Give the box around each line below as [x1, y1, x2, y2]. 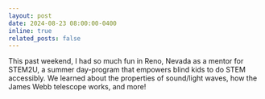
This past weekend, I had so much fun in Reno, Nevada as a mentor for [8, 56, 244, 66]
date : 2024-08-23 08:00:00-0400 [8, 19, 117, 27]
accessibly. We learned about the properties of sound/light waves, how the [8, 73, 258, 83]
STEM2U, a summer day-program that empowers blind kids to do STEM [8, 65, 246, 75]
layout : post [8, 11, 52, 20]
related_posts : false [8, 34, 81, 43]
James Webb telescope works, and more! [8, 82, 147, 92]
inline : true [8, 27, 52, 35]
